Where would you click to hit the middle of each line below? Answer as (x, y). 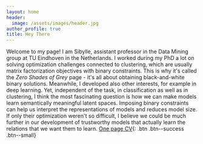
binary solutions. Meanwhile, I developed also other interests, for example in (101, 84)
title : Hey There (28, 34)
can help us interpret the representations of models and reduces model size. (102, 110)
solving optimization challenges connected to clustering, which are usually (99, 65)
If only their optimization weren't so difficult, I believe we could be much (96, 116)
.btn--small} (21, 135)
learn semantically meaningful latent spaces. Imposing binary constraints (98, 103)
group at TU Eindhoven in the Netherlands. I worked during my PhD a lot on (100, 58)
